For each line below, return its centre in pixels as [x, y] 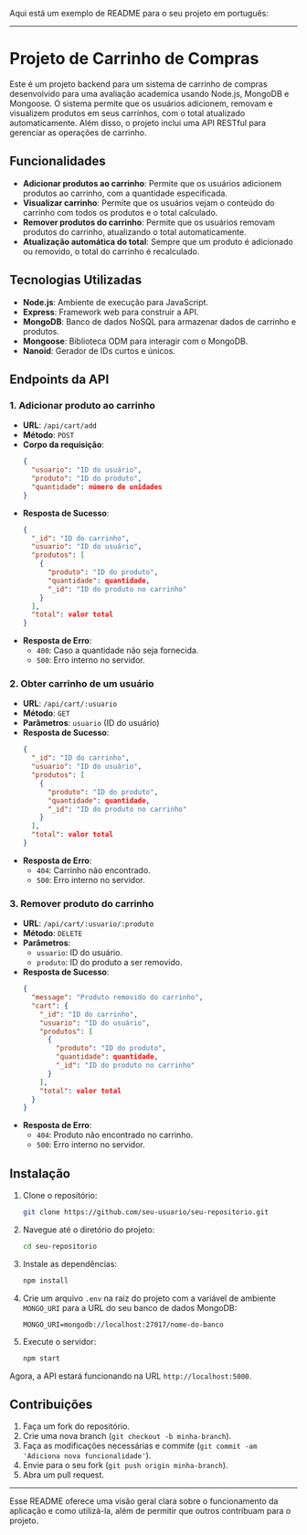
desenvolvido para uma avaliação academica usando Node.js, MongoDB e [149, 93]
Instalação [40, 1173]
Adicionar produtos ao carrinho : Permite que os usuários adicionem [152, 183]
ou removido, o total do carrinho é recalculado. [111, 251]
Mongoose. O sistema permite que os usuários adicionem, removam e [141, 103]
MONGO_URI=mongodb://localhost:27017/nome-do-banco [123, 1325]
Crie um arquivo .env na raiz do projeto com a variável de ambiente [149, 1298]
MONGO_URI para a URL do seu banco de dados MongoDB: [130, 1307]
